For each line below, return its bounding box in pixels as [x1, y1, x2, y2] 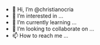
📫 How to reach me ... [12, 32, 68, 39]
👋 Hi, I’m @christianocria [12, 6, 74, 13]
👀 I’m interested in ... [12, 12, 64, 19]
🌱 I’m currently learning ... [12, 19, 77, 26]
